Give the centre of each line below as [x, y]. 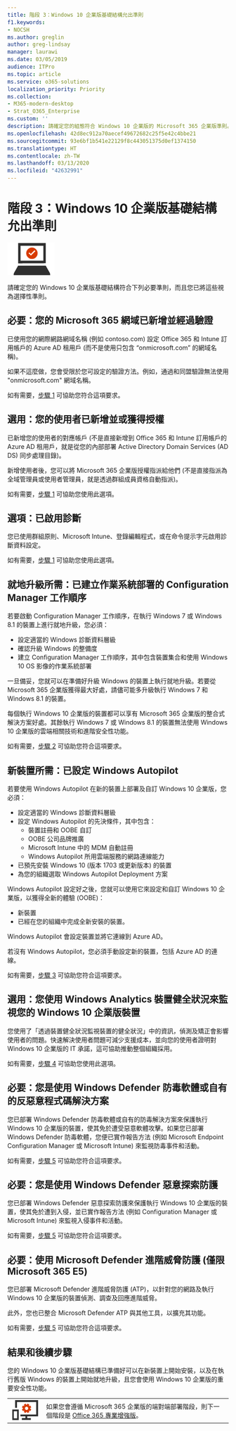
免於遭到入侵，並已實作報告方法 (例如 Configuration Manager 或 [124, 1212]
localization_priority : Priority [56, 89]
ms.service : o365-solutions [48, 82]
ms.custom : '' [28, 119]
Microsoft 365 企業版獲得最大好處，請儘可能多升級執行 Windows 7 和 [108, 690]
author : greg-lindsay [39, 45]
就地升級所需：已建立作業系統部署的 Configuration [118, 584]
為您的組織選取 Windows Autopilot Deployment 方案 [93, 874]
